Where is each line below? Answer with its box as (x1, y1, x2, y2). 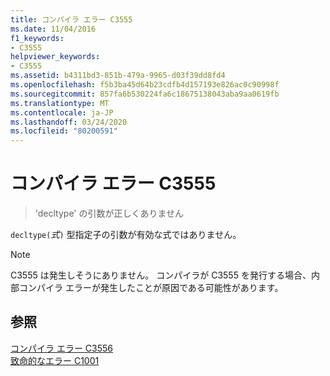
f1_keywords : (10, 33, 65, 43)
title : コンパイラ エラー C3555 (10, 14, 133, 25)
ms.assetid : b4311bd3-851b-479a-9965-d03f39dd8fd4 (10, 71, 226, 81)
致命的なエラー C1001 (10, 354, 100, 366)
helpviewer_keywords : (10, 52, 101, 62)
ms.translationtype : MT (10, 98, 110, 108)
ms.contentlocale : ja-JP (10, 107, 114, 118)
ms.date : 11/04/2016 (10, 24, 97, 34)
